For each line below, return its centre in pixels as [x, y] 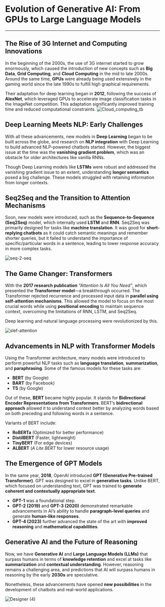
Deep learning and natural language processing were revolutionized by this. [82, 321]
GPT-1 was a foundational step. [44, 500]
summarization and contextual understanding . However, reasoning [74, 564]
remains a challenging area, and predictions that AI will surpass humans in [80, 569]
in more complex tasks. [29, 248]
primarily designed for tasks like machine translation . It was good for [75, 228]
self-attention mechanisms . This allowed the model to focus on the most [79, 301]
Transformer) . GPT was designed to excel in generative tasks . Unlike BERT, [82, 480]
